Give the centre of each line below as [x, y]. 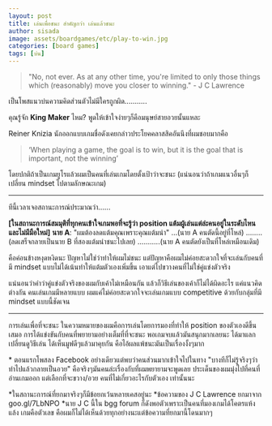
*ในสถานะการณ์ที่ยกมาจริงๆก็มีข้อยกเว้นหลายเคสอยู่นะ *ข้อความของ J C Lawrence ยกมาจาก [135, 394]
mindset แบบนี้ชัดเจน [39, 301]
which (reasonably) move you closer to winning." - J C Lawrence [136, 85]
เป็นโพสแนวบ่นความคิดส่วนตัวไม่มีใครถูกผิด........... [78, 101]
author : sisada [34, 31]
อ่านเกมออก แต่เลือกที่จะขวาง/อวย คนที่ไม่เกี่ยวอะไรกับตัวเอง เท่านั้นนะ [102, 378]
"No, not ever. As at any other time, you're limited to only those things [144, 77]
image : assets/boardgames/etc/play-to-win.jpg [88, 39]
